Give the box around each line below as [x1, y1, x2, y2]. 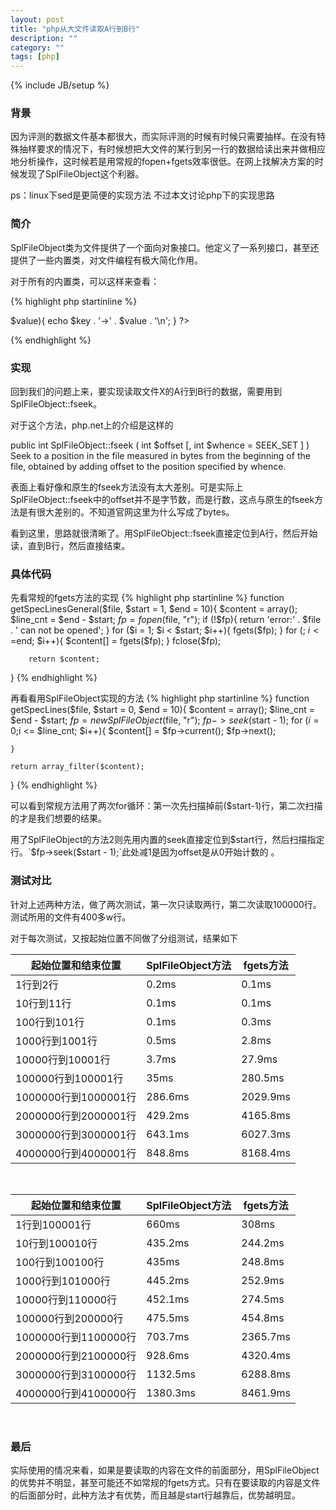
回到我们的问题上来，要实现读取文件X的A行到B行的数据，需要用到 [10, 386, 283, 398]
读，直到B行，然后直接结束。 [10, 540, 131, 552]
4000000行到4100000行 [15, 1386, 137, 1400]
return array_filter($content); [10, 762, 145, 772]
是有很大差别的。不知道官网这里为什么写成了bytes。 [18, 506, 235, 518]
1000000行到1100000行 [15, 1330, 137, 1344]
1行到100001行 [15, 1217, 92, 1231]
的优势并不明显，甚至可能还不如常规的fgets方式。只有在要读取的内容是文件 [10, 1476, 321, 1488]
